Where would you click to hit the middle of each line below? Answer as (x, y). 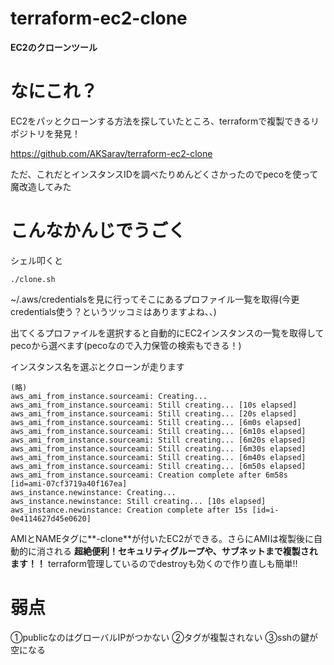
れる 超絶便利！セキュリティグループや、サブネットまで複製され (185, 551)
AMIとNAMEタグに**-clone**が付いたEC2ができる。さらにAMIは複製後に (162, 538)
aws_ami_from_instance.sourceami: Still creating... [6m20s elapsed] (158, 440)
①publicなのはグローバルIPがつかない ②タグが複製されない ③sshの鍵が (164, 637)
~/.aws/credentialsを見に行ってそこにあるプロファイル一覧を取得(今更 (155, 299)
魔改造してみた (41, 186)
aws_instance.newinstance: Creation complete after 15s (129, 510)
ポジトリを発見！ (45, 133)
